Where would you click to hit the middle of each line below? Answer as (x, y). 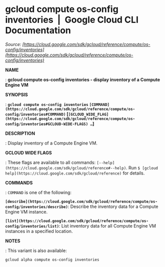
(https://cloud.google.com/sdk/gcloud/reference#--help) (66, 168)
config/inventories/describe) (37, 207)
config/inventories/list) (32, 226)
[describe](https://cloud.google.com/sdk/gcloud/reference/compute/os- (81, 201)
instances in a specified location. (39, 231)
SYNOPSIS (17, 94)
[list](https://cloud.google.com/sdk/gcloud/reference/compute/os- (77, 221)
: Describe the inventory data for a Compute (113, 206)
